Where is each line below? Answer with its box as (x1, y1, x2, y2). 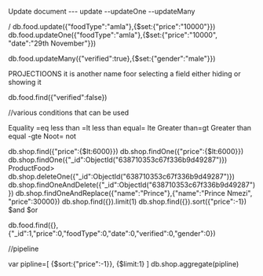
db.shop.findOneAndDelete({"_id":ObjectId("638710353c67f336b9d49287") (8, 180, 256, 190)
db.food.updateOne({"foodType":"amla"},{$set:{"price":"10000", (8, 31, 218, 39)
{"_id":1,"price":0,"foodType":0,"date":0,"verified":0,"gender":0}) (8, 229, 216, 238)
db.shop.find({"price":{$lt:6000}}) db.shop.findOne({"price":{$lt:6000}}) (8, 147, 244, 156)
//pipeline (8, 244, 39, 253)
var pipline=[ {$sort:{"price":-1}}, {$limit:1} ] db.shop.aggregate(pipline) (8, 259, 239, 268)
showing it (8, 78, 42, 86)
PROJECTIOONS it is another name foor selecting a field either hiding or (8, 69, 241, 78)
